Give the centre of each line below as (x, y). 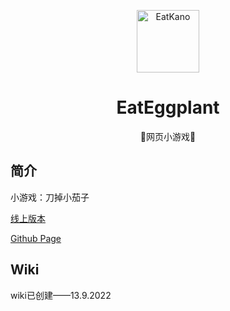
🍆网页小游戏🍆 (168, 136)
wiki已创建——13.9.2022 (61, 295)
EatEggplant (168, 107)
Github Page (36, 238)
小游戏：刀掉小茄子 (50, 197)
